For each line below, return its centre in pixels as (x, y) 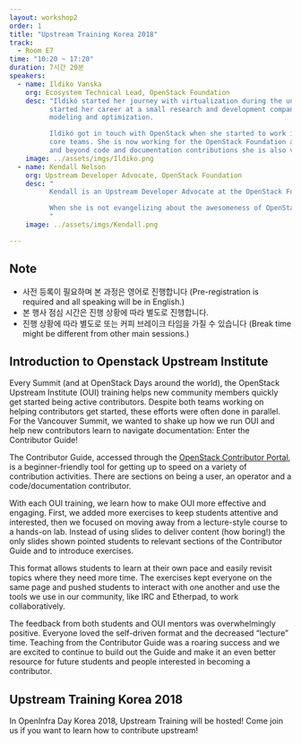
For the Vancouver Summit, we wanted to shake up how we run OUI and (142, 421)
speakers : (28, 76)
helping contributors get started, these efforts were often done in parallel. (145, 412)
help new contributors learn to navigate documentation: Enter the (130, 431)
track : (21, 43)
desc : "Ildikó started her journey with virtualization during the (154, 101)
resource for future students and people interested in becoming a (130, 662)
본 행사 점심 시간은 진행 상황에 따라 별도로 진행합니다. (115, 312)
